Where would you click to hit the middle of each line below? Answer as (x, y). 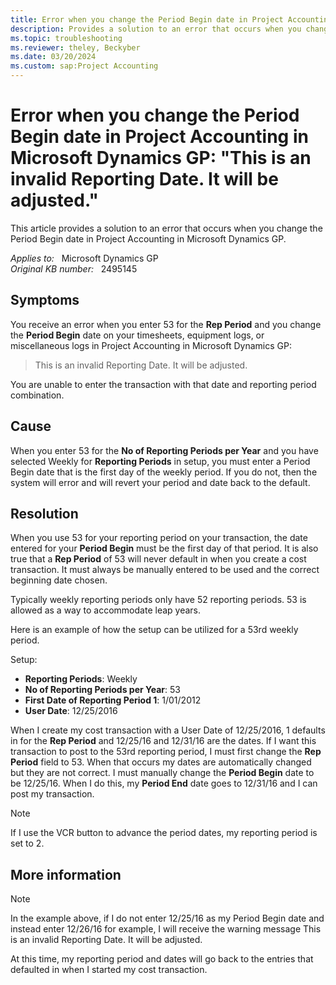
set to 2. (27, 843)
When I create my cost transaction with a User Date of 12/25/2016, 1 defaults (168, 730)
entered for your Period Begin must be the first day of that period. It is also (164, 548)
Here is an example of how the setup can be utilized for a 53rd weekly (154, 630)
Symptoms (45, 300)
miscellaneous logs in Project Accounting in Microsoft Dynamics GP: (151, 345)
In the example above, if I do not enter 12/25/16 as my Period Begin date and (167, 918)
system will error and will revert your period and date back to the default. (160, 482)
